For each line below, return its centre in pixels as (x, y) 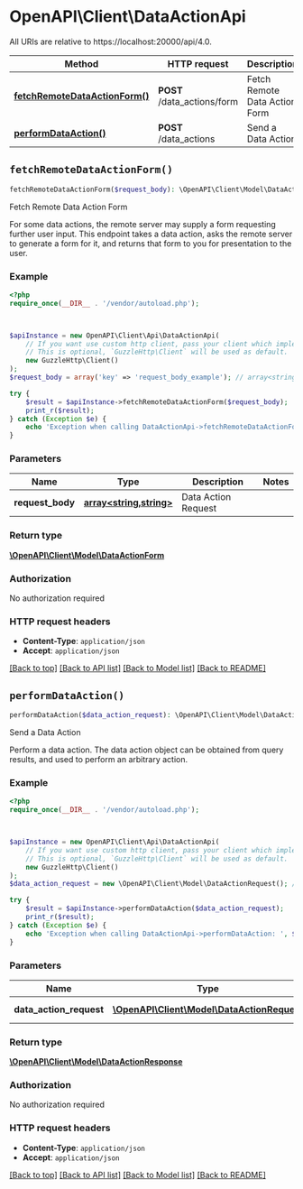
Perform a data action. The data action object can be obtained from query (147, 750)
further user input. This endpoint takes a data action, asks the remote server (151, 234)
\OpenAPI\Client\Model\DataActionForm (87, 555)
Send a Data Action (45, 733)
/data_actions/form (198, 101)
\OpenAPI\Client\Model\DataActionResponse (96, 1062)
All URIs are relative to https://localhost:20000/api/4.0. (110, 41)
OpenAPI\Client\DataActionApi (128, 17)
